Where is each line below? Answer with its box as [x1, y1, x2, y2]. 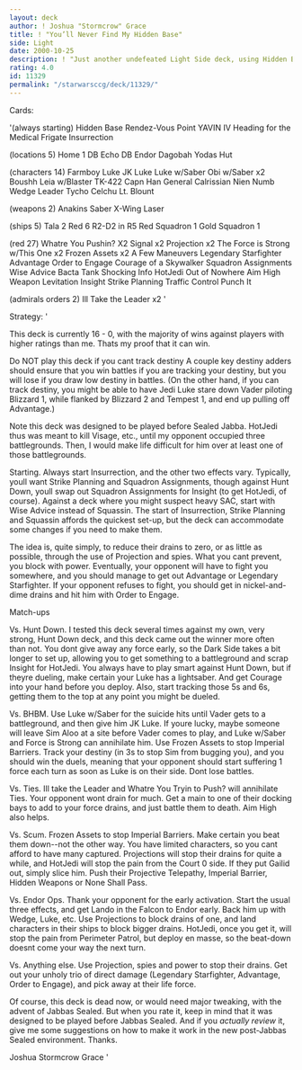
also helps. [9, 811, 49, 823]
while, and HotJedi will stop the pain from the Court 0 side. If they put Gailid [9, 858, 290, 869]
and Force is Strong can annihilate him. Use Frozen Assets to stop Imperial [9, 736, 285, 747]
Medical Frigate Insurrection [9, 131, 114, 142]
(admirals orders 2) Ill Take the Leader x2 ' [9, 293, 166, 304]
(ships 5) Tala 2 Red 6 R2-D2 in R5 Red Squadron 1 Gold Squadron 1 [9, 220, 261, 231]
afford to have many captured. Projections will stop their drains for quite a [9, 848, 282, 859]
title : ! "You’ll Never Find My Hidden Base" [9, 30, 182, 39]
